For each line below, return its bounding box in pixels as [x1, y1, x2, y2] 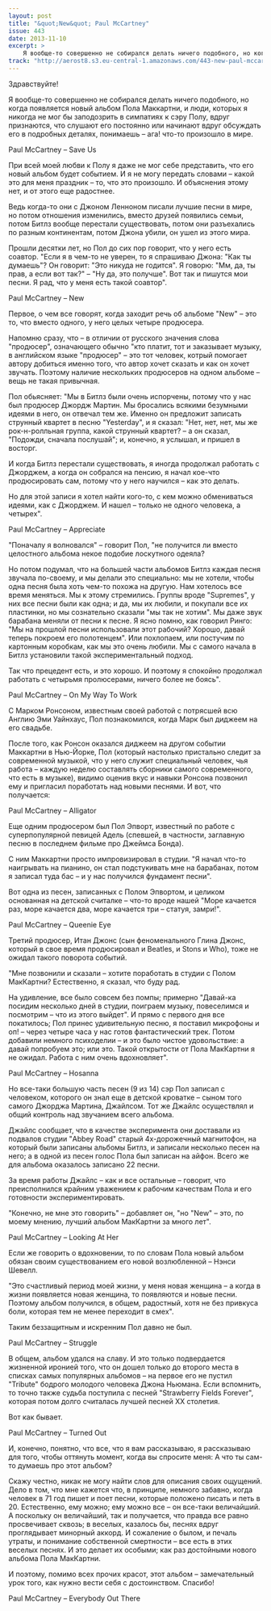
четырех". [8, 508, 43, 518]
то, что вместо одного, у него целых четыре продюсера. [8, 317, 204, 327]
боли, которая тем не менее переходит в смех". [8, 1306, 174, 1316]
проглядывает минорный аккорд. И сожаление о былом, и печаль [8, 1528, 237, 1537]
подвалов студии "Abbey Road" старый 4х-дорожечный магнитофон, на [8, 1134, 256, 1143]
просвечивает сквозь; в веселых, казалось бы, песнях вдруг [8, 1519, 219, 1529]
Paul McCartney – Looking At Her [8, 1232, 119, 1242]
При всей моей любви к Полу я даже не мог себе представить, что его [8, 160, 254, 170]
